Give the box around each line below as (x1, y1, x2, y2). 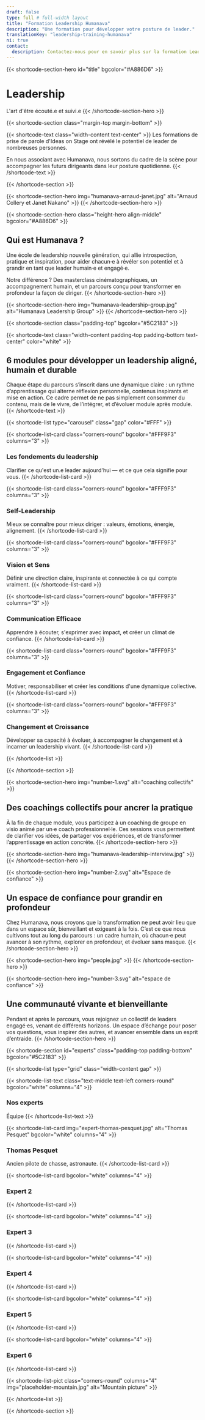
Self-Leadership (6, 506, 56, 515)
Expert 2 (6, 1187, 32, 1196)
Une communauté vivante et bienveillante (6, 999, 168, 1010)
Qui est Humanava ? (6, 235, 84, 245)
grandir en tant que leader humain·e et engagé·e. (6, 264, 130, 272)
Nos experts (6, 1098, 44, 1107)
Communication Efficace (6, 615, 82, 623)
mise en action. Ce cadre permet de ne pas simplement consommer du (6, 394, 185, 401)
